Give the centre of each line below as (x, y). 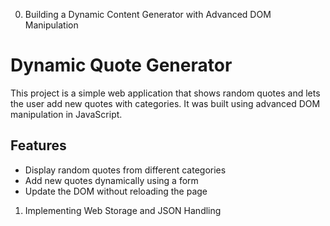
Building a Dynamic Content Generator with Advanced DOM (148, 14)
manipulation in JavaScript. (66, 114)
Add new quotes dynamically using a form (111, 180)
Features (38, 145)
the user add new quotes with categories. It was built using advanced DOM (165, 103)
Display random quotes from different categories (125, 170)
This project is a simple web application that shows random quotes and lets (165, 93)
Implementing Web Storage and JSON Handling (123, 210)
